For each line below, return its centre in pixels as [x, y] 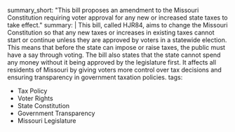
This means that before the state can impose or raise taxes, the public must [116, 47]
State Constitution [43, 106]
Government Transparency [56, 113]
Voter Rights [35, 98]
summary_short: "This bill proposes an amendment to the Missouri [103, 10]
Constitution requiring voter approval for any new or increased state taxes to [117, 18]
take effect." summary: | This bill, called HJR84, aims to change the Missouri [117, 25]
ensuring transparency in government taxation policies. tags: [95, 77]
